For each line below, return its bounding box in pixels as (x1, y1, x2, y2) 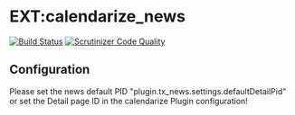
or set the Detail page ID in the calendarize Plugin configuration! (9, 95, 249, 106)
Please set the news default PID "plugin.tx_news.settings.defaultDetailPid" (9, 85, 287, 96)
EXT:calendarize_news (9, 6, 186, 27)
